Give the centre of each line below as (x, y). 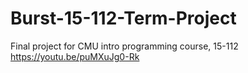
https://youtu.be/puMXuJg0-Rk (75, 56)
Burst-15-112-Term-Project (123, 18)
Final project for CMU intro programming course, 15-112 (124, 46)
